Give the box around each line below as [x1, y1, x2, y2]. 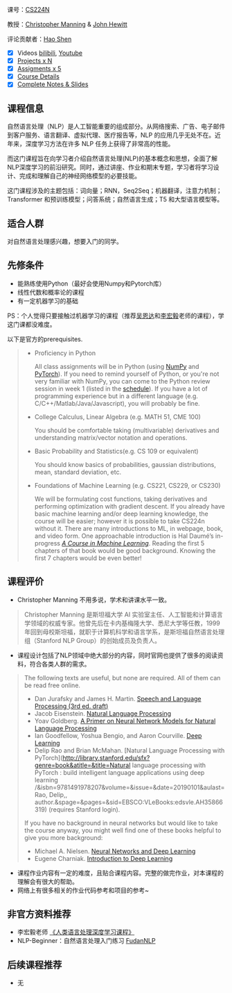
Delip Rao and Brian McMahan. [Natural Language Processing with [34, 746, 225, 755]
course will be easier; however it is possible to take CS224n [34, 516, 206, 525]
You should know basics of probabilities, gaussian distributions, [34, 460, 216, 468]
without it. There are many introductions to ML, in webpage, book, [34, 524, 223, 532]
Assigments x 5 [17, 65, 62, 73]
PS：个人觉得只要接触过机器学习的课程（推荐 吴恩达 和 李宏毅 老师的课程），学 [7, 311, 224, 320]
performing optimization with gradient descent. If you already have [34, 502, 225, 510]
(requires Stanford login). [48, 805, 121, 814]
